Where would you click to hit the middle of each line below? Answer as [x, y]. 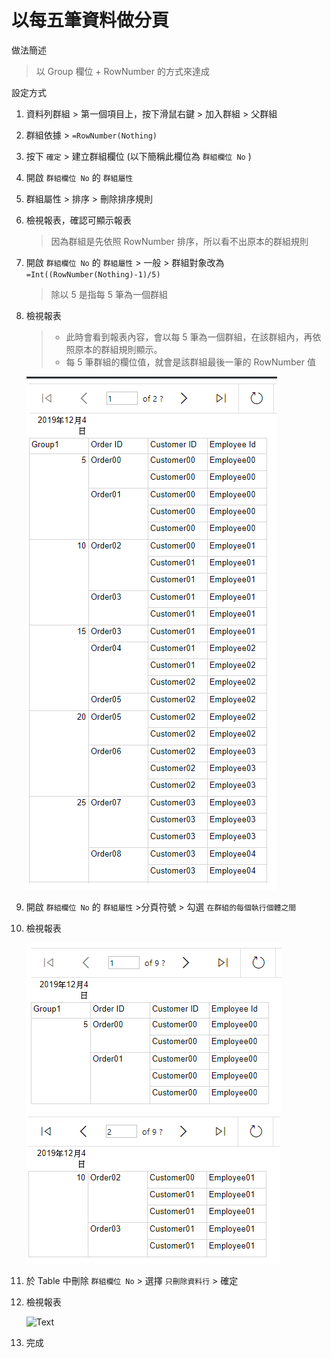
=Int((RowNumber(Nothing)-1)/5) [93, 274]
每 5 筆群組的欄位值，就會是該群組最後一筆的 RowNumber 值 [190, 362]
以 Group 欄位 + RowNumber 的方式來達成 [122, 71]
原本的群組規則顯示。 [118, 349]
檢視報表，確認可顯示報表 [78, 220]
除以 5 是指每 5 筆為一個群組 [109, 294]
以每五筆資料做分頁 [90, 20]
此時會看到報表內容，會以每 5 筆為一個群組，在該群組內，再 [189, 337]
